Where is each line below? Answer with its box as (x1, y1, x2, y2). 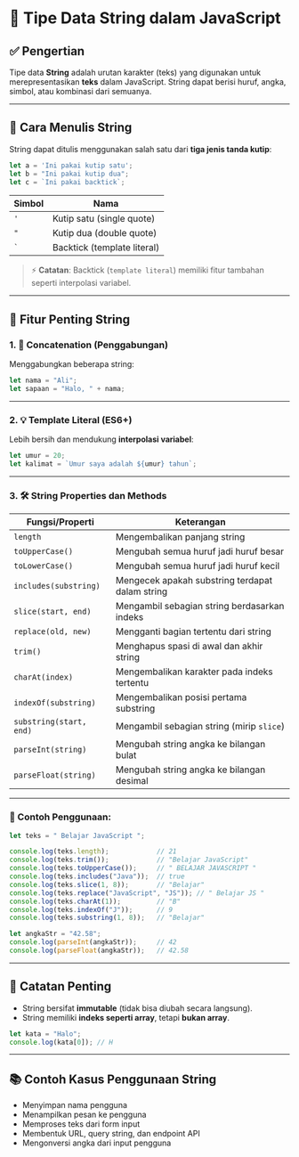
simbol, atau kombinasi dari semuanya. (9, 86, 152, 96)
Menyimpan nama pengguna (21, 1100, 127, 1111)
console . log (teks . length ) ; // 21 (9, 847, 177, 856)
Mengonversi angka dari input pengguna (21, 1137, 172, 1148)
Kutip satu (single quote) (52, 213, 156, 225)
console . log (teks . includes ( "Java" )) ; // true (9, 872, 185, 881)
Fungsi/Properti (26, 516, 95, 528)
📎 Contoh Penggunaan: (9, 811, 111, 823)
